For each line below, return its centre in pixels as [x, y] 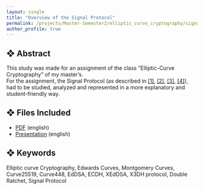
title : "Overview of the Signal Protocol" [61, 18]
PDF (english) [32, 127]
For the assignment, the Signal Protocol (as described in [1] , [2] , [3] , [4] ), [97, 81]
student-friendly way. [33, 94]
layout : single [25, 12]
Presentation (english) [43, 134]
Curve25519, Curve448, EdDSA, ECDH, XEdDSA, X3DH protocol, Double [97, 174]
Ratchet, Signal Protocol [36, 180]
